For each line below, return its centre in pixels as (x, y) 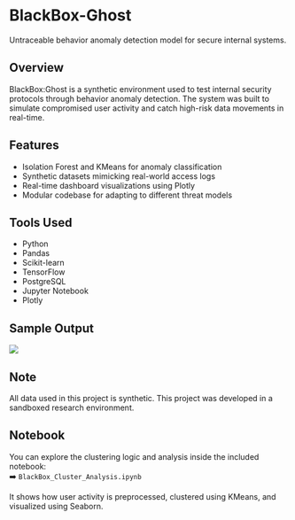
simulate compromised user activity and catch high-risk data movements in (147, 108)
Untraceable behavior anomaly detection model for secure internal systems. (148, 40)
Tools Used (41, 222)
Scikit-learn (43, 263)
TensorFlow (43, 272)
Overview (37, 68)
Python (35, 244)
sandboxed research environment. (72, 407)
